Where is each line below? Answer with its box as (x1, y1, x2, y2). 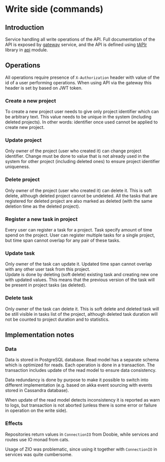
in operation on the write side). (5, 407, 68, 413)
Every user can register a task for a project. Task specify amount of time (5, 227, 152, 232)
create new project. (5, 124, 45, 130)
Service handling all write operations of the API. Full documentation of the (5, 36, 156, 42)
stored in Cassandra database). (5, 388, 69, 394)
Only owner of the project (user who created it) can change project (5, 148, 142, 154)
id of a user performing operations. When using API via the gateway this (5, 79, 152, 85)
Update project (5, 137, 42, 144)
